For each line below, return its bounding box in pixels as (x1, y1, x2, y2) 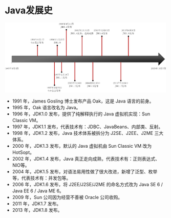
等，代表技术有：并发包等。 (12, 175, 71, 181)
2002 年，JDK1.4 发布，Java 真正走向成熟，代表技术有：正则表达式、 (12, 156, 160, 162)
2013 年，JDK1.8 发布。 (12, 207, 62, 213)
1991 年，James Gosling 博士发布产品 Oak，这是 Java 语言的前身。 (12, 98, 154, 104)
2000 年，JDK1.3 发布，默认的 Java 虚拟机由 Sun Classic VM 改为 (12, 143, 152, 149)
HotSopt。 (12, 149, 34, 155)
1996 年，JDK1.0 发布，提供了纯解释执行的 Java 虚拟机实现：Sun (12, 111, 151, 117)
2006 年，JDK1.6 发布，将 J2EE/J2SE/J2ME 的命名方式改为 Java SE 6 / (12, 182, 163, 188)
